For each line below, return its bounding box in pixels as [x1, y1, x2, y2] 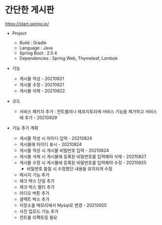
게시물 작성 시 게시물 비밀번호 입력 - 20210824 [19, 147, 109, 153]
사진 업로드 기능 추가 [19, 208, 59, 214]
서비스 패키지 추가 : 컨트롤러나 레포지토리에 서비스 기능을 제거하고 [19, 108, 144, 114]
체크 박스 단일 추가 [19, 178, 55, 184]
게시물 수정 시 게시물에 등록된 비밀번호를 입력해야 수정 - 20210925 [19, 159, 147, 166]
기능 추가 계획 [12, 125, 38, 131]
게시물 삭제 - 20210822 [19, 88, 65, 94]
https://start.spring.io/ [5, 20, 50, 27]
